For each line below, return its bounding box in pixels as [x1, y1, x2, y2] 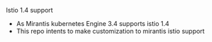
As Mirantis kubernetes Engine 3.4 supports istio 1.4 [16, 20, 169, 27]
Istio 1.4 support [6, 6, 53, 14]
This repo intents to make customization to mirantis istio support [16, 27, 205, 35]
